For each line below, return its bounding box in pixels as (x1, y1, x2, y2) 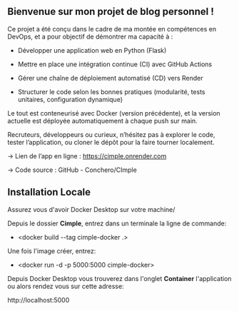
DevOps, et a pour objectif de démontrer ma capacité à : (7, 32, 173, 41)
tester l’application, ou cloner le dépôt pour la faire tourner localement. (7, 138, 215, 146)
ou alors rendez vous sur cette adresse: (7, 282, 124, 290)
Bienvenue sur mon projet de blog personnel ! (7, 6, 214, 18)
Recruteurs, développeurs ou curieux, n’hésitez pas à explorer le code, (7, 130, 215, 138)
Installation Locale (7, 186, 91, 198)
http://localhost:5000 (7, 295, 70, 304)
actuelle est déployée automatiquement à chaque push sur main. (7, 116, 198, 125)
